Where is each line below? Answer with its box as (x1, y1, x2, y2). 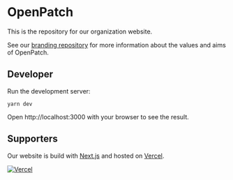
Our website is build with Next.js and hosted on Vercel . (7, 151, 165, 160)
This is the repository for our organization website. (7, 27, 153, 36)
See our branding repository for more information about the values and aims (7, 40, 227, 49)
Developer (7, 68, 54, 80)
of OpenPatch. (7, 48, 49, 57)
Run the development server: (7, 87, 91, 95)
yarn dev (7, 100, 33, 107)
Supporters (7, 133, 58, 145)
